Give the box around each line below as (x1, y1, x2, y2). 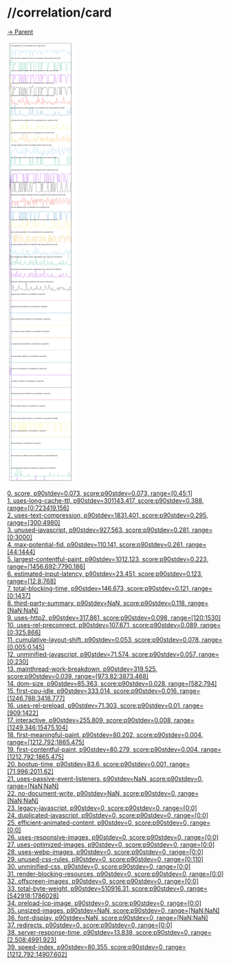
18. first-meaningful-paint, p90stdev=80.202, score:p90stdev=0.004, (7, 730, 203, 738)
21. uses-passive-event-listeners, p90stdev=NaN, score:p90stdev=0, (7, 774, 203, 782)
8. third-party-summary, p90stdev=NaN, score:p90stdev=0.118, (7, 599, 187, 607)
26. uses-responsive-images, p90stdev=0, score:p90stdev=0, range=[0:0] (7, 833, 219, 841)
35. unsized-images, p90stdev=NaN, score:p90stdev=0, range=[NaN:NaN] (7, 906, 220, 914)
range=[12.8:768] (7, 577, 56, 585)
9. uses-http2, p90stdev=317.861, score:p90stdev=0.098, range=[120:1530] (7, 613, 221, 621)
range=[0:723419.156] (7, 504, 69, 512)
